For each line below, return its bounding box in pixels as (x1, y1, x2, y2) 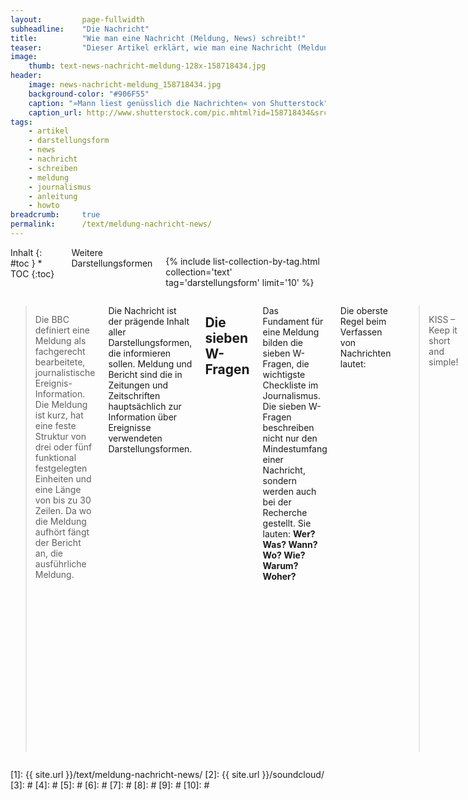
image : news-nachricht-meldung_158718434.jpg (28, 80, 222, 90)
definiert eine (34, 324, 90, 336)
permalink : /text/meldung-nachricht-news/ (10, 219, 213, 230)
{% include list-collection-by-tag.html (165, 255, 321, 267)
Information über (108, 411, 178, 423)
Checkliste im (262, 379, 319, 391)
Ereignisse (108, 421, 152, 433)
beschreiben (262, 421, 315, 433)
